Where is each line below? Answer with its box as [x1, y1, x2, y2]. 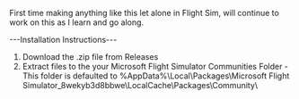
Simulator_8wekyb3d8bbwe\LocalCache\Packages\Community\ [22, 80, 259, 90]
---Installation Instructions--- [9, 35, 118, 45]
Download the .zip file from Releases [22, 52, 159, 62]
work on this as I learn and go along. [9, 17, 145, 28]
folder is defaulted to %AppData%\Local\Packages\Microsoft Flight [40, 70, 290, 81]
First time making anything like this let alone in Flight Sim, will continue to [9, 8, 280, 18]
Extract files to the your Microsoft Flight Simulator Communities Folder [22, 62, 283, 71]
